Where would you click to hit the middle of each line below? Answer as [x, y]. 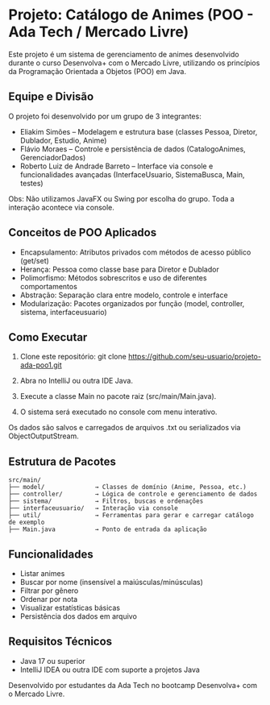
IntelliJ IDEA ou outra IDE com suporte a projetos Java [110, 670]
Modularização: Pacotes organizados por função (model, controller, [132, 303]
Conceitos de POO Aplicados [83, 232]
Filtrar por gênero [49, 591]
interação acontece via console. [62, 207]
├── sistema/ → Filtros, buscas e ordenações [106, 501]
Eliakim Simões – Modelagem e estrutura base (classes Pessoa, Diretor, [139, 131]
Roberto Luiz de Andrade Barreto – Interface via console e [116, 166]
